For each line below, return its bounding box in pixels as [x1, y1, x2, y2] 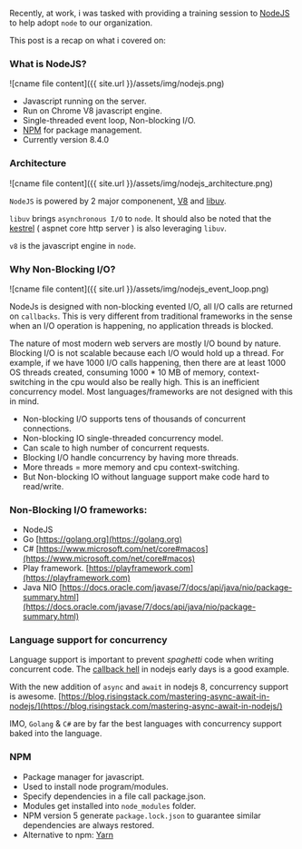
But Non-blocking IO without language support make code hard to [22, 471, 270, 482]
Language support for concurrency [9, 634, 168, 647]
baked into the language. [9, 728, 102, 739]
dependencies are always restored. [22, 819, 155, 830]
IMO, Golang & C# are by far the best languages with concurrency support [9, 718, 283, 729]
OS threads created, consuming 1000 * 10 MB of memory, [9, 367, 227, 378]
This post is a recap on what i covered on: [9, 35, 166, 45]
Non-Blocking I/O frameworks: [9, 503, 148, 516]
